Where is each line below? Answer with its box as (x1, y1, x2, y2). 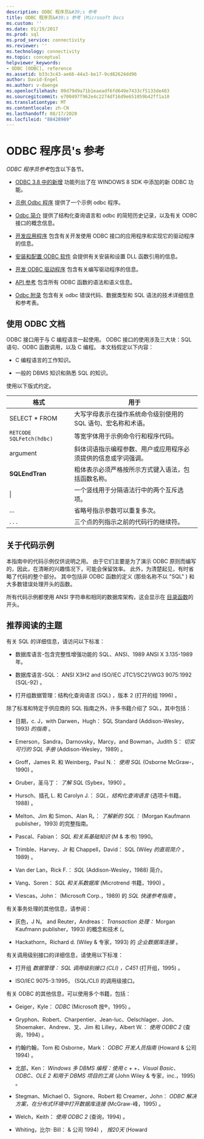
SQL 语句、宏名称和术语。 (73, 419, 149, 427)
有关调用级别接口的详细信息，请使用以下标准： (6, 951, 123, 959)
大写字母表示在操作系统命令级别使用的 (73, 410, 184, 418)
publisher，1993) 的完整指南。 (15, 819, 92, 827)
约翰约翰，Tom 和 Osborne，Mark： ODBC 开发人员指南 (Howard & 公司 (15, 1044, 197, 1051)
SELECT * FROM (9, 414, 58, 422)
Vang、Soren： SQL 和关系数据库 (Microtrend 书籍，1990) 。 (15, 879, 168, 886)
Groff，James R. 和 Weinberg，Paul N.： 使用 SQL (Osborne (15, 758, 167, 765)
